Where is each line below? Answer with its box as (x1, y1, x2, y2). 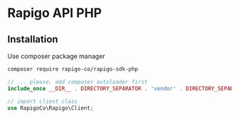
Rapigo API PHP (7, 5, 102, 21)
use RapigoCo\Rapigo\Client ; (7, 104, 94, 111)
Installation (7, 33, 58, 45)
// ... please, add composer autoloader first (7, 78, 148, 86)
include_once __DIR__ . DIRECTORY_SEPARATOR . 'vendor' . (7, 85, 183, 92)
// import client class (7, 98, 78, 105)
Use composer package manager (7, 52, 105, 60)
